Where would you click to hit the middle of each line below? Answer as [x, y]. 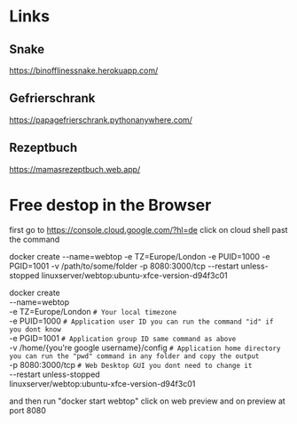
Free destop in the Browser [110, 205]
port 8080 [27, 410]
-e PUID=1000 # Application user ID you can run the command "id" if [141, 321]
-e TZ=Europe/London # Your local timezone [93, 311]
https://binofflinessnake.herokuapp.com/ [84, 70]
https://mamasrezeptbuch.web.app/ [75, 169]
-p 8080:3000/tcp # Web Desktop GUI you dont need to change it [131, 364]
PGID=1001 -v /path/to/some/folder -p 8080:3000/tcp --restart [124, 266]
